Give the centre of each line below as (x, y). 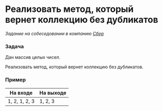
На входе (21, 93)
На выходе (53, 93)
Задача (14, 46)
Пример (16, 80)
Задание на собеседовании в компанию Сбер (55, 33)
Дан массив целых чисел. (33, 57)
